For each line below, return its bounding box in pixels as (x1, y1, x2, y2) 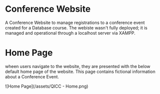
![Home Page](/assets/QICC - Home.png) (5, 83, 89, 89)
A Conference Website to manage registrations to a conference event (5, 20, 145, 25)
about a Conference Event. (5, 73, 59, 79)
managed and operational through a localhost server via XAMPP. (5, 30, 136, 36)
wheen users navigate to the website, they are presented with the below (5, 63, 151, 69)
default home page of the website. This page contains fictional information (5, 69, 156, 74)
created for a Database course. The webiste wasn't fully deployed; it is (5, 24, 148, 30)
